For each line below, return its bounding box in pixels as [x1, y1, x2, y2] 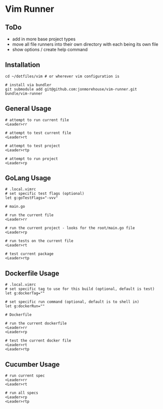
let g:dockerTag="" [5, 291, 45, 296]
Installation [5, 61, 40, 69]
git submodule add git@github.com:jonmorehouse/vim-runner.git [5, 87, 137, 92]
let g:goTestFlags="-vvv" [5, 195, 58, 200]
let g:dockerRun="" [5, 304, 45, 309]
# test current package [5, 252, 54, 256]
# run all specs [5, 390, 38, 396]
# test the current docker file [5, 338, 71, 343]
